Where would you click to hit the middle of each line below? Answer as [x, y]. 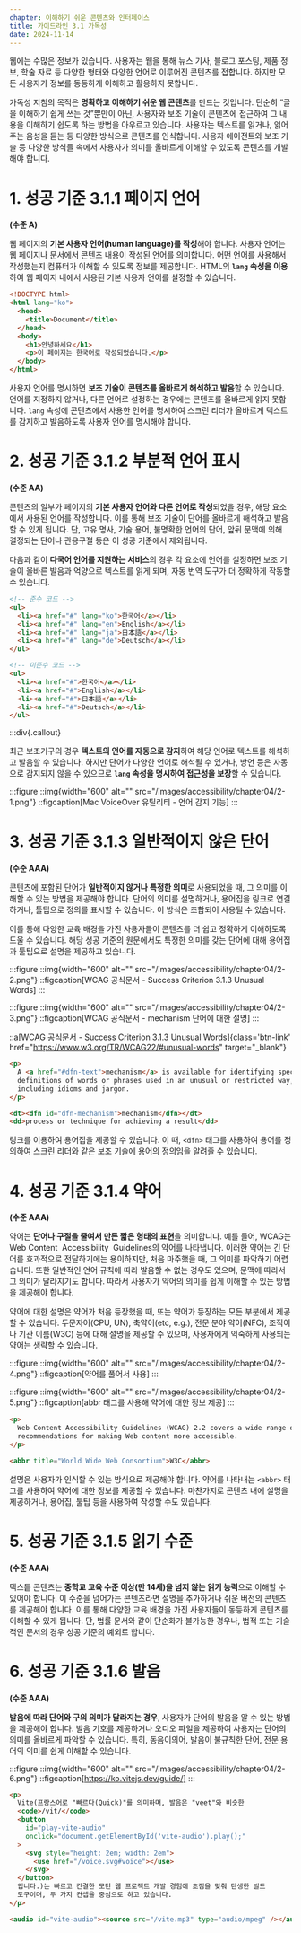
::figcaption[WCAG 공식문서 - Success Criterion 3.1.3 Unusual [152, 980]
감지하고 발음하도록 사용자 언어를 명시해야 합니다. [104, 422]
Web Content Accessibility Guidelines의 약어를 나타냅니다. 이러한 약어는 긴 [145, 1248]
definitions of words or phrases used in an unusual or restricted [146, 1080]
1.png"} [23, 802]
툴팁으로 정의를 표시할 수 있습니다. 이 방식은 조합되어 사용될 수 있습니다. [161, 910]
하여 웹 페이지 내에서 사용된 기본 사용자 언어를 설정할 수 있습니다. [123, 277]
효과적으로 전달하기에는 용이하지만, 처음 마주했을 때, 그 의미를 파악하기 [149, 1259]
